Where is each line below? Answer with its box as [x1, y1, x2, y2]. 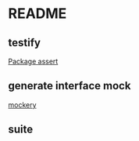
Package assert [8, 56, 59, 66]
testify [8, 36, 41, 49]
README [8, 5, 67, 23]
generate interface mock [8, 79, 131, 92]
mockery [8, 99, 37, 110]
